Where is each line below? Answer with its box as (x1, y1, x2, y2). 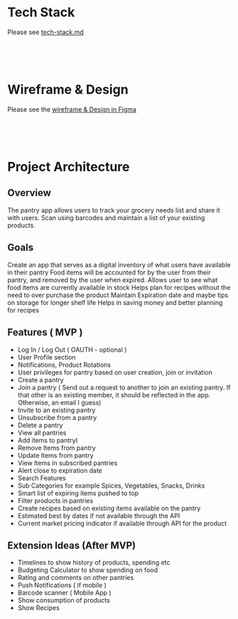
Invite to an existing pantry (17, 406, 96, 414)
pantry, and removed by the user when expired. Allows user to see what (7, 275, 218, 284)
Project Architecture (7, 159, 130, 175)
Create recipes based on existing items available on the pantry (17, 504, 201, 512)
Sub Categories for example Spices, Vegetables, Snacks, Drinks (17, 481, 205, 490)
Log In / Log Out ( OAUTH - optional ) (17, 345, 127, 354)
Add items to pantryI (17, 436, 78, 444)
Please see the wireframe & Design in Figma (7, 104, 137, 114)
